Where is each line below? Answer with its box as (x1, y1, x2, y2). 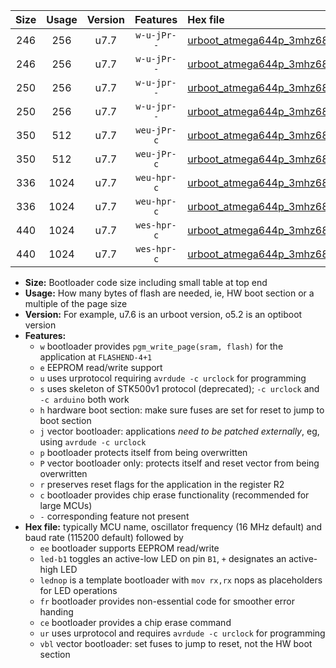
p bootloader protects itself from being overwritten (39, 447, 248, 458)
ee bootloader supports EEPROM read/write (39, 542, 220, 554)
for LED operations (39, 585, 118, 596)
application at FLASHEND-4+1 (39, 351, 153, 363)
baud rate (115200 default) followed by (24, 532, 184, 543)
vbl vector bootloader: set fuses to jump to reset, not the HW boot (39, 638, 313, 649)
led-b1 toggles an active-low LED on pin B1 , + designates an (39, 553, 287, 564)
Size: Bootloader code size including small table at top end (24, 277, 268, 288)
